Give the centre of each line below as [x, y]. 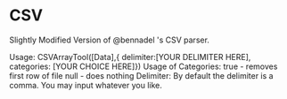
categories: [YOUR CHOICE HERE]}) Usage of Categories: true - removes [143, 66]
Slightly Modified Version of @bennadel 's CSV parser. [109, 40]
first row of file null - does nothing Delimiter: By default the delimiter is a [141, 75]
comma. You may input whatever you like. [86, 85]
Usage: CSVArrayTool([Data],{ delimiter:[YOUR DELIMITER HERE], [130, 57]
